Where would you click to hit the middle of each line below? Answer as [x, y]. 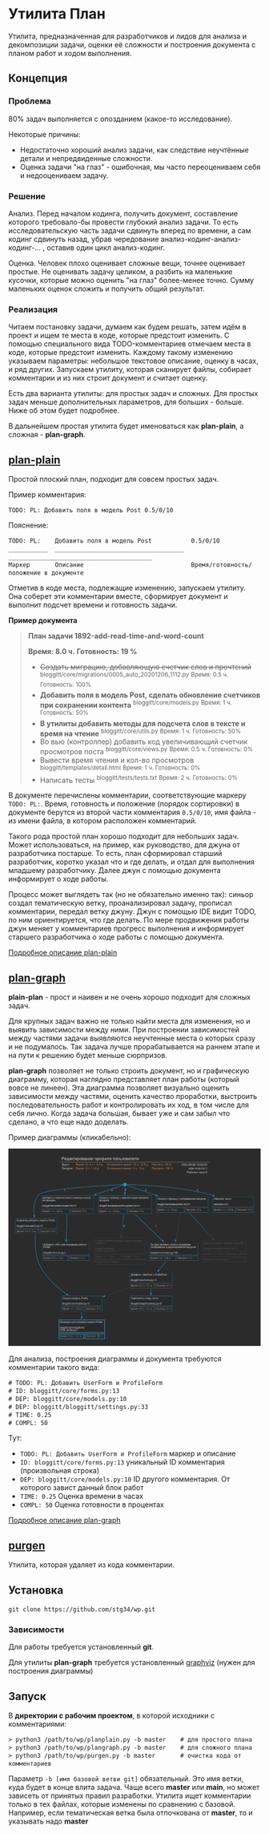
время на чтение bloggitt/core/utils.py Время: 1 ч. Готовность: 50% [141, 733]
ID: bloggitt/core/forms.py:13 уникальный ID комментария [122, 1462]
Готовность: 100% [66, 685]
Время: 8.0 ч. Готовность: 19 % [82, 652]
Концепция [38, 78]
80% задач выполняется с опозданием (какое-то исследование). [120, 119]
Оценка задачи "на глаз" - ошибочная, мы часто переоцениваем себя [140, 167]
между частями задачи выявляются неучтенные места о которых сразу [132, 1038]
